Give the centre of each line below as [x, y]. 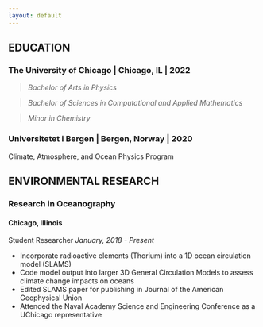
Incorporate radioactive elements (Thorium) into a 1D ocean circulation [135, 256]
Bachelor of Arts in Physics [72, 87]
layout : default [35, 15]
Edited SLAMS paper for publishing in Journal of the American [122, 290]
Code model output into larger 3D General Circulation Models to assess [136, 273]
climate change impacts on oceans [77, 281]
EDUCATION [39, 48]
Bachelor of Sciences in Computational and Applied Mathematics [135, 103]
